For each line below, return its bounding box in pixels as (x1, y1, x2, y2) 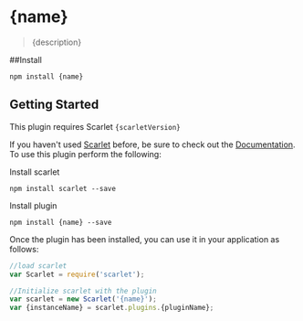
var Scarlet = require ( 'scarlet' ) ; (9, 270, 145, 279)
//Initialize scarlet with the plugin (9, 286, 157, 295)
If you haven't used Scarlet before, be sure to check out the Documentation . (9, 139, 296, 150)
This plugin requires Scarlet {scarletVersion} (9, 121, 181, 132)
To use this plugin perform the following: (9, 148, 162, 159)
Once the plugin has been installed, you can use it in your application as (9, 233, 280, 244)
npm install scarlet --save (9, 184, 117, 193)
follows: (9, 243, 39, 254)
